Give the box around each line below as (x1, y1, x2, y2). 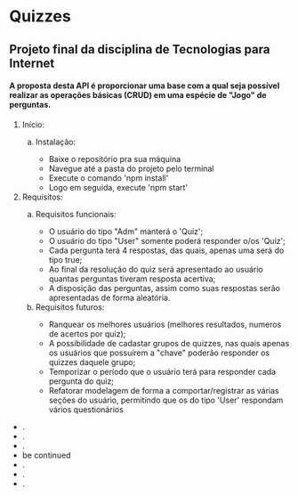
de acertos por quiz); (48, 328, 126, 339)
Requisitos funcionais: (35, 208, 117, 219)
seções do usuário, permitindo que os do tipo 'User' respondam (48, 394, 284, 405)
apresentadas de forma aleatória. (48, 292, 171, 303)
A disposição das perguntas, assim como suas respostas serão (48, 282, 280, 293)
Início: (21, 118, 45, 130)
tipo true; (48, 254, 83, 264)
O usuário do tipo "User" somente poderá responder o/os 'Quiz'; (48, 235, 286, 246)
